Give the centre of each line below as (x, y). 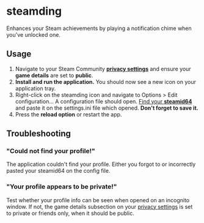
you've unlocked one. (34, 34)
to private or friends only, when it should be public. (70, 213)
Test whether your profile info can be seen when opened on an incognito (98, 200)
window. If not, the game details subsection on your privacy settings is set (100, 206)
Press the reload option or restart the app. (68, 114)
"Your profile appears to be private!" (62, 187)
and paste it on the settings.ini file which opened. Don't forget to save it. (107, 108)
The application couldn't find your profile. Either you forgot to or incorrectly (101, 164)
